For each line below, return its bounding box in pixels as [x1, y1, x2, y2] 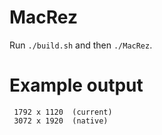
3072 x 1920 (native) [13, 116, 109, 126]
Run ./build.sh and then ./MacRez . [9, 39, 153, 51]
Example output [9, 74, 144, 97]
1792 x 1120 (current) [13, 107, 113, 117]
